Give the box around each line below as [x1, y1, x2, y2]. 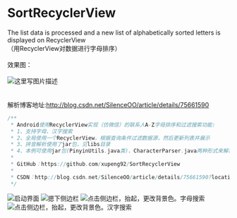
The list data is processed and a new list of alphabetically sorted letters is [7, 28, 221, 37]
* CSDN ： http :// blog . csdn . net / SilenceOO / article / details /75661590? [10, 174, 212, 181]
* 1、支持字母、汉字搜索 [10, 128, 73, 135]
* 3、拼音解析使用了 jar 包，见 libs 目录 [10, 141, 111, 148]
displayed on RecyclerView [7, 35, 86, 44]
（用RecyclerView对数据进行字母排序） [7, 44, 121, 52]
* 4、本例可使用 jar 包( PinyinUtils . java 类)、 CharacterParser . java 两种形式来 [10, 147, 224, 155]
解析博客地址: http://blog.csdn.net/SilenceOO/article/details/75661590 [7, 100, 209, 109]
